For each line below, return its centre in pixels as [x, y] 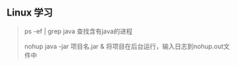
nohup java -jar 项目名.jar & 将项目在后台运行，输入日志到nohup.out [124, 46]
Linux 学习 [30, 13]
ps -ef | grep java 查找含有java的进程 [78, 31]
